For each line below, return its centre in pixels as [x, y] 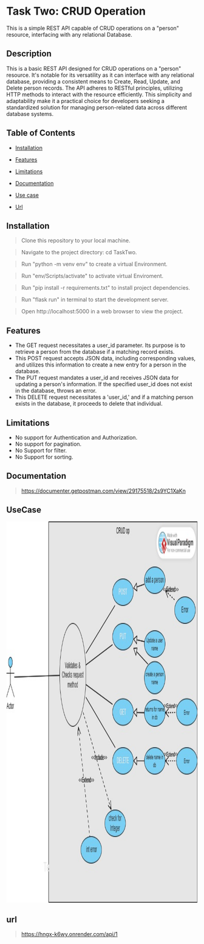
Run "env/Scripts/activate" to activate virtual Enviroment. [92, 276]
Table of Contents [41, 133]
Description [29, 54]
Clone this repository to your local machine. [76, 241]
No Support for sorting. [44, 457]
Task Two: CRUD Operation [76, 11]
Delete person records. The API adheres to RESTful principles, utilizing [95, 88]
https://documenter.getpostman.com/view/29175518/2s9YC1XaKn [104, 491]
